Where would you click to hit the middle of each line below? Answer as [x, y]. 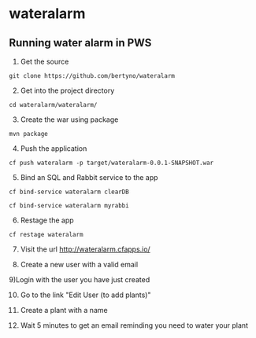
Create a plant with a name [64, 310]
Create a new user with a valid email [79, 265]
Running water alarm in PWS [80, 43]
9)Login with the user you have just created [80, 279]
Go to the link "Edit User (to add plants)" [85, 295]
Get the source [45, 61]
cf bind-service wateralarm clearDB [69, 192]
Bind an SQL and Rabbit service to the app [89, 177]
